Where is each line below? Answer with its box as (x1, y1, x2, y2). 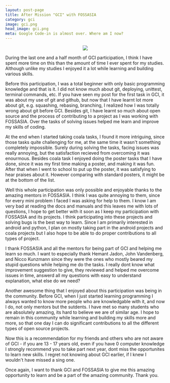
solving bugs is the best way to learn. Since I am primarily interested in (5, 219, 153, 225)
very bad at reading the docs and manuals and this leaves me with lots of (5, 203, 158, 209)
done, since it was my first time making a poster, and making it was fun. (5, 161, 155, 167)
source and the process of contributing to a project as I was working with (5, 113, 158, 119)
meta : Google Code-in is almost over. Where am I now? (5, 31, 124, 36)
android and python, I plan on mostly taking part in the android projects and (5, 225, 163, 230)
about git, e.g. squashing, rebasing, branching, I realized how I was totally (5, 102, 159, 108)
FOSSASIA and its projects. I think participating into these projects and (5, 214, 153, 220)
